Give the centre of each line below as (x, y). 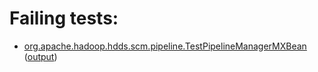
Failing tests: (64, 18)
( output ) (40, 56)
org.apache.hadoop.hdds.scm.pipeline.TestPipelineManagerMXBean (165, 46)
